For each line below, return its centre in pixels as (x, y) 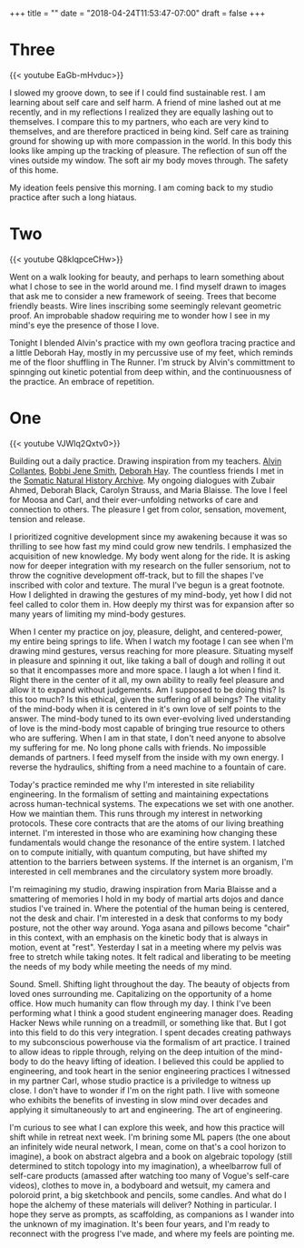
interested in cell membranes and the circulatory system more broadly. (142, 871)
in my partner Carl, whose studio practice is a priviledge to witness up (140, 1081)
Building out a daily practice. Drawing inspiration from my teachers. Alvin (146, 461)
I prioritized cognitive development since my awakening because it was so (148, 537)
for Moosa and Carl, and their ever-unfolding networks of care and (134, 499)
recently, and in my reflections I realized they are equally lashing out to (142, 112)
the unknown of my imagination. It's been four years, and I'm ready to (140, 1223)
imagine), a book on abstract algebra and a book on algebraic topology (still (151, 1156)
